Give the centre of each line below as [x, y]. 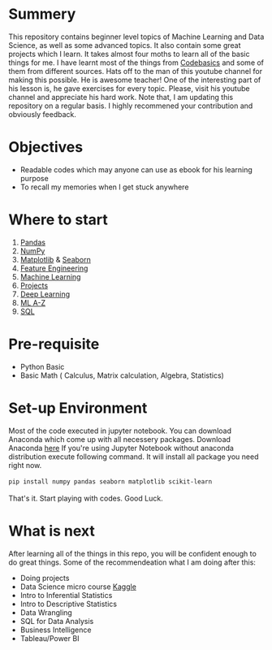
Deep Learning [45, 294]
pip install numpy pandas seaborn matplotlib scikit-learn [110, 481]
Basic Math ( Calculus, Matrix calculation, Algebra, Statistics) [122, 375]
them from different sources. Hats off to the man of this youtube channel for [135, 71]
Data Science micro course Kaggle [78, 587]
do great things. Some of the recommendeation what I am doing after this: [132, 562]
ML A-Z [33, 302]
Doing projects [45, 578]
